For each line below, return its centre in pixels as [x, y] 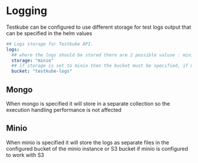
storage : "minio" [33, 60]
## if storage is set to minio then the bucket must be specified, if [100, 66]
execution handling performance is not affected [64, 110]
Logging [27, 11]
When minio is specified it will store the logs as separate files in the [88, 142]
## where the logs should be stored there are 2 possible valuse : [96, 55]
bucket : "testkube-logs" [42, 72]
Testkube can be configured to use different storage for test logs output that [99, 27]
